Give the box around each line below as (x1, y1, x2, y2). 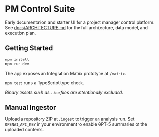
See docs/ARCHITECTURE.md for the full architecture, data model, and (5, 24, 148, 30)
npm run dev (5, 61, 29, 66)
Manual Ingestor (5, 103, 56, 112)
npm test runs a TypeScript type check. (5, 79, 84, 86)
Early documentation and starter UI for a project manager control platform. (5, 20, 155, 25)
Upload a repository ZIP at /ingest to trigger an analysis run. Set (5, 116, 135, 122)
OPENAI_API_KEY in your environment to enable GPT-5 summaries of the (5, 121, 147, 127)
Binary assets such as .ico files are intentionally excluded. (5, 89, 123, 95)
